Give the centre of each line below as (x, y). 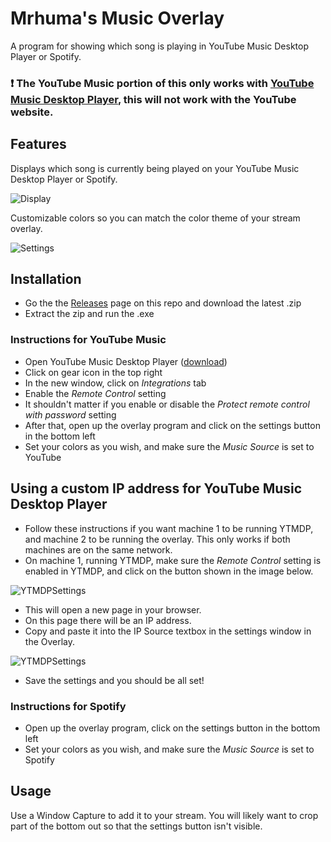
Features (38, 144)
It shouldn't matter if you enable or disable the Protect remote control (167, 404)
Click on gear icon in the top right (93, 372)
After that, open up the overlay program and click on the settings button (172, 425)
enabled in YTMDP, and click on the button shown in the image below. (169, 571)
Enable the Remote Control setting (95, 393)
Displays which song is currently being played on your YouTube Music (155, 168)
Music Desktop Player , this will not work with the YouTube (153, 99)
